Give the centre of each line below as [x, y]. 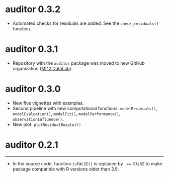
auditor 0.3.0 [33, 89]
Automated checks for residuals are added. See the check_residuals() [86, 23]
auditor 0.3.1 [32, 49]
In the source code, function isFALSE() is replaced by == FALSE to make [87, 163]
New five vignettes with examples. [48, 103]
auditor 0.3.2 [33, 9]
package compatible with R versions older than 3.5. [66, 169]
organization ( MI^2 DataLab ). [43, 68]
